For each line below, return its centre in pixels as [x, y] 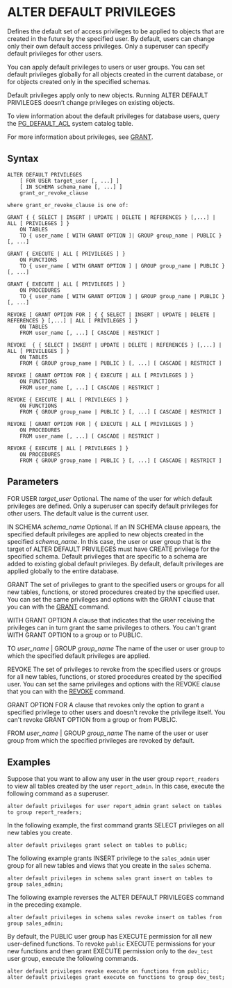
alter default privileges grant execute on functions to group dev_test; [116, 978]
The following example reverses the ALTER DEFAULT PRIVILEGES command [116, 898]
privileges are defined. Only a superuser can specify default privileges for [113, 506]
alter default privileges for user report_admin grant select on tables [115, 807]
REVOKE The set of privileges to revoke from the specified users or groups [114, 669]
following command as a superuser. [58, 793]
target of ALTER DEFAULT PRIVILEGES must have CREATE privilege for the [114, 549]
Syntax [23, 159]
